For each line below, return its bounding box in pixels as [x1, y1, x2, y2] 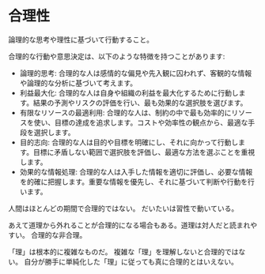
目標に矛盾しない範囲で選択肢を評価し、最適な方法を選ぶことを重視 [32, 147, 256, 156]
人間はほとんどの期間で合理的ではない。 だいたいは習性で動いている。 [8, 203, 239, 213]
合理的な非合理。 [30, 230, 87, 239]
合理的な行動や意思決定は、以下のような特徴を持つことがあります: [8, 51, 225, 61]
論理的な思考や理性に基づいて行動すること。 [8, 35, 154, 44]
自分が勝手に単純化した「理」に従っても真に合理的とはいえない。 [23, 257, 239, 266]
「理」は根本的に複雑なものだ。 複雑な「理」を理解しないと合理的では [8, 246, 239, 257]
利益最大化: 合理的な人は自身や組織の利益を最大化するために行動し [19, 88, 239, 97]
